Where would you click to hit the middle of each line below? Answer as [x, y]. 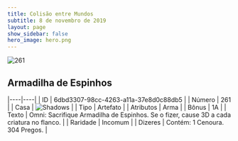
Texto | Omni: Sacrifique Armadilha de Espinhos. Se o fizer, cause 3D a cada [119, 115]
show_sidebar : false [38, 34]
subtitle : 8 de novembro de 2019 [57, 21]
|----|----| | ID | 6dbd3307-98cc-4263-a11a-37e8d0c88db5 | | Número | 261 [119, 99]
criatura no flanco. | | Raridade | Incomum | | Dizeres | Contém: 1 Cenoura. [116, 122]
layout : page [27, 27]
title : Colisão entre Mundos [50, 14]
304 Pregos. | [27, 130]
